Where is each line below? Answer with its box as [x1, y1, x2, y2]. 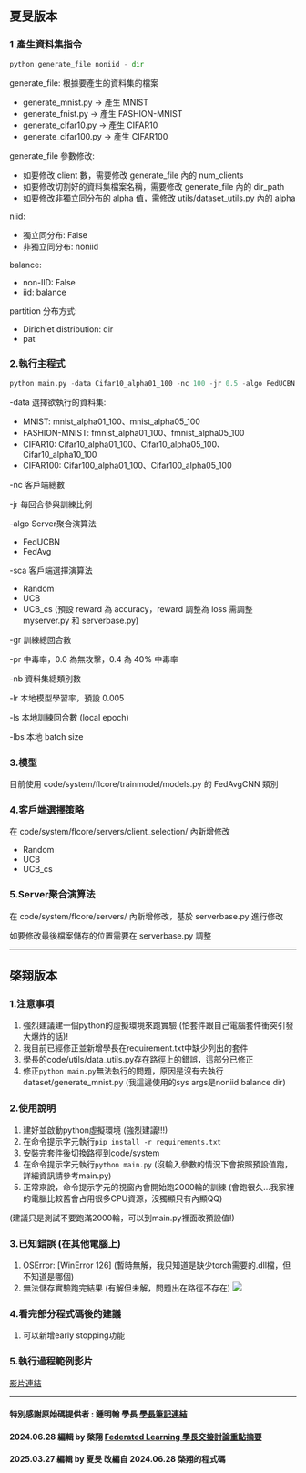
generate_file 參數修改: [9, 150, 96, 161]
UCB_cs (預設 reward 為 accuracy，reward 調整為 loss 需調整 [22, 603, 253, 614]
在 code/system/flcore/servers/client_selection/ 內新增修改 [9, 826, 230, 837]
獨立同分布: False [22, 229, 88, 240]
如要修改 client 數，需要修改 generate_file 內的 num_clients [22, 170, 244, 181]
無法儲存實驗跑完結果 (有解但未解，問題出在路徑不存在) [22, 1282, 230, 1293]
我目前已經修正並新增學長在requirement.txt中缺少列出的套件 [22, 1043, 249, 1053]
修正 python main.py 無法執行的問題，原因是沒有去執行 [22, 1065, 225, 1076]
